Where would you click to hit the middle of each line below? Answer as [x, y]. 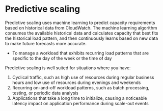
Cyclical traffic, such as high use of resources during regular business [83, 77]
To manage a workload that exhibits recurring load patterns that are [81, 53]
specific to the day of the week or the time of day [62, 58]
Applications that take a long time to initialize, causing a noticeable [80, 98]
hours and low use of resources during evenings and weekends [76, 83]
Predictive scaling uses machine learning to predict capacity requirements [80, 23]
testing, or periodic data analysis [45, 93]
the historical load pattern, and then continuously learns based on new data [81, 38]
